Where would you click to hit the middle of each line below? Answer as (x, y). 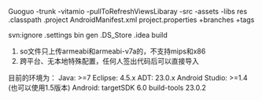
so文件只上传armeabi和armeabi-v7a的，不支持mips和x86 (113, 51)
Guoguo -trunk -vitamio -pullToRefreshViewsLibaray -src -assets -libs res (128, 11)
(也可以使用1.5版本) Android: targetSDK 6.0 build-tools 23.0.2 (107, 87)
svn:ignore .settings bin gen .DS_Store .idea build (88, 35)
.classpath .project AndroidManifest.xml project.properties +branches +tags (131, 20)
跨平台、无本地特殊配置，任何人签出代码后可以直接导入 (109, 61)
